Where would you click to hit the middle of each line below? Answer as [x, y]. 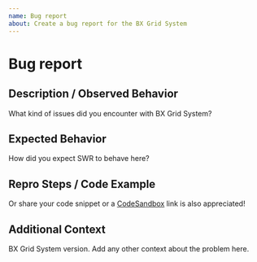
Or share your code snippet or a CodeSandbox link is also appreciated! [127, 203]
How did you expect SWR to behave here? [79, 159]
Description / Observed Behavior [94, 94]
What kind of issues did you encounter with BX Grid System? [110, 113]
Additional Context [57, 229]
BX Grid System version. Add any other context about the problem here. [129, 248]
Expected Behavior [58, 139]
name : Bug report [38, 16]
